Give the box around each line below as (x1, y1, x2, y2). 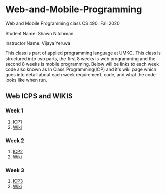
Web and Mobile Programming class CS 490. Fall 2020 (5, 20, 120, 26)
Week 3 (5, 167, 24, 174)
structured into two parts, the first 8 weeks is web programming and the (5, 55, 156, 62)
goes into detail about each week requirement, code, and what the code (5, 71, 156, 77)
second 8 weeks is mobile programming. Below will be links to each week (5, 61, 159, 67)
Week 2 (5, 136, 24, 144)
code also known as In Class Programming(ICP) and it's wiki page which (5, 66, 156, 72)
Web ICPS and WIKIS (5, 92, 73, 100)
